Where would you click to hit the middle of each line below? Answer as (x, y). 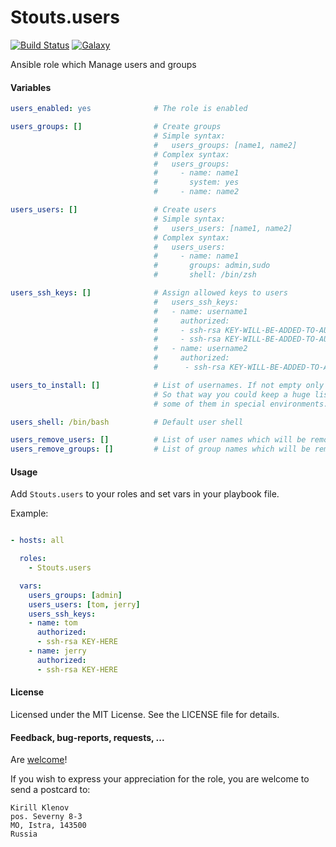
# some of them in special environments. (241, 404)
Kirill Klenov (40, 808)
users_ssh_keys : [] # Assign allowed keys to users (149, 293)
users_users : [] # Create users (113, 210)
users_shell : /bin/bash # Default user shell (127, 422)
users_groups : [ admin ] (75, 595)
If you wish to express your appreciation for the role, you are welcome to (160, 779)
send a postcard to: (50, 790)
